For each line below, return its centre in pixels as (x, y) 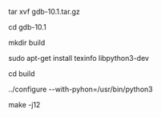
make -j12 (24, 105)
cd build (22, 74)
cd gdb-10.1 (27, 27)
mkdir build (27, 42)
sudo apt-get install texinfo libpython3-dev (79, 58)
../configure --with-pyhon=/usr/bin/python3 (81, 89)
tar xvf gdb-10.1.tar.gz (44, 12)
